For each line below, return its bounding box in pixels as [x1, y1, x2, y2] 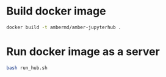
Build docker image [6, 4, 106, 18]
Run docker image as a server [6, 45, 160, 58]
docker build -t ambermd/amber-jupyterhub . [6, 24, 121, 30]
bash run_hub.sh [6, 65, 48, 71]
